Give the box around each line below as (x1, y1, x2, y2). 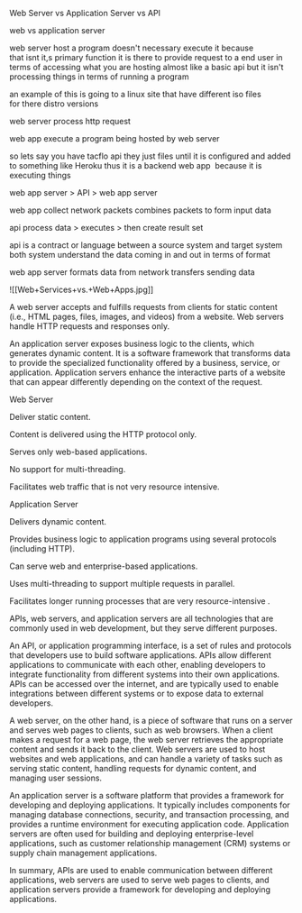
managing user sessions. (9, 772, 102, 783)
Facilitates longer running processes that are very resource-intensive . (9, 596, 270, 607)
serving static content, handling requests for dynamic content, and (9, 763, 257, 773)
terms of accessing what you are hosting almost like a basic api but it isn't (9, 62, 284, 72)
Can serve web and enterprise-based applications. (9, 561, 198, 571)
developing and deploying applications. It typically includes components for (9, 799, 290, 810)
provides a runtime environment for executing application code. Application (9, 819, 289, 829)
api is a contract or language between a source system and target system (9, 240, 283, 251)
